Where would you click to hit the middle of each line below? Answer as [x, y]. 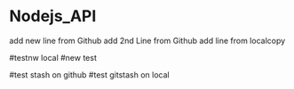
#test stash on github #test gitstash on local [90, 74]
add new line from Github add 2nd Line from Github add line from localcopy [147, 41]
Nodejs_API [53, 16]
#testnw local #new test [53, 57]
